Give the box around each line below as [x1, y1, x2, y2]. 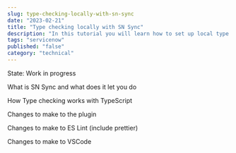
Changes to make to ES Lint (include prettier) [7, 123, 138, 132]
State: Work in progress [7, 68, 76, 78]
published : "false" [7, 43, 65, 50]
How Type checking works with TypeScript [7, 96, 133, 104]
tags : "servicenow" [7, 37, 65, 44]
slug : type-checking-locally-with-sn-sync [7, 10, 134, 18]
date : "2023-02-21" [7, 17, 65, 24]
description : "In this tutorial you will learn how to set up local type [7, 30, 230, 37]
